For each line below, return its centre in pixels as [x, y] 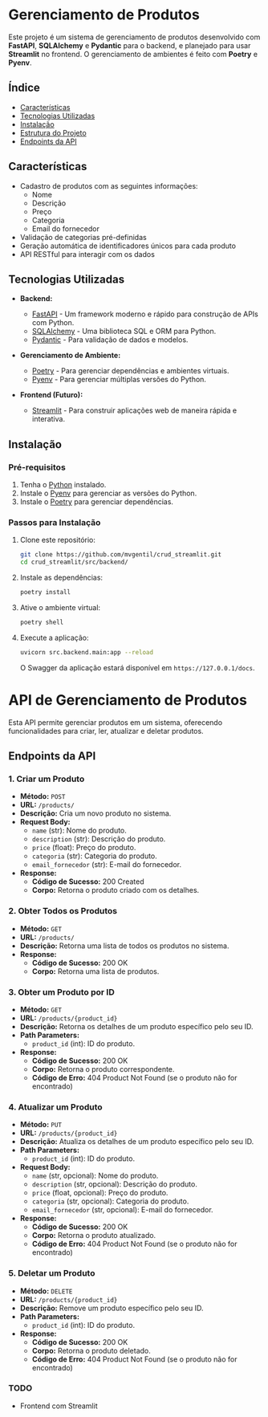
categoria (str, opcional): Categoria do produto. [110, 1201]
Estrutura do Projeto [53, 132]
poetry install [45, 592]
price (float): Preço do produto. [84, 848]
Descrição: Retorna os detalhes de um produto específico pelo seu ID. [136, 1026]
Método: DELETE [46, 1291]
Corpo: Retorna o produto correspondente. [103, 1069]
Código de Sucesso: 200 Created [88, 882]
